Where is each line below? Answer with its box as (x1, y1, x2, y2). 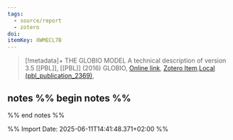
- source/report (13, 17, 62, 24)
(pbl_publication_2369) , (24, 72, 94, 80)
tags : (7, 10, 23, 18)
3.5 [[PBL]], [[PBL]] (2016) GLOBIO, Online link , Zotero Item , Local (24, 64, 215, 72)
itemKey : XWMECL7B (7, 37, 62, 44)
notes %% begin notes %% (7, 92, 131, 104)
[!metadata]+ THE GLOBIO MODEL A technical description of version (24, 56, 227, 65)
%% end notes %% (7, 111, 65, 119)
